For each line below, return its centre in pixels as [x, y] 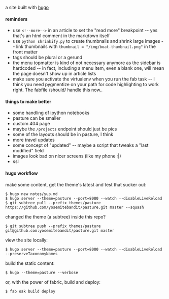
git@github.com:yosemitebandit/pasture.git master [60, 230]
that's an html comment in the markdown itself [61, 36]
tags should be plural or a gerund [47, 58]
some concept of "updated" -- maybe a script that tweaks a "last [80, 145]
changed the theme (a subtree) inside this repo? [55, 216]
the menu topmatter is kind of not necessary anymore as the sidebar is [87, 63]
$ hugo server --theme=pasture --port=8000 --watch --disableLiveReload [84, 249]
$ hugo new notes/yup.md [31, 194]
